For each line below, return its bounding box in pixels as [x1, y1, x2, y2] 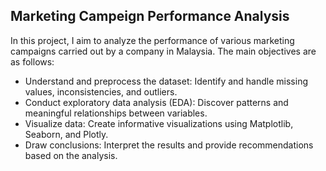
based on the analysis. [24, 149, 118, 161]
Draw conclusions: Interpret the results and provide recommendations [24, 139, 314, 151]
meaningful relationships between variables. [24, 107, 208, 119]
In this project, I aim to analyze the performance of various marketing [10, 34, 295, 46]
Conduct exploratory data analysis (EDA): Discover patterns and [24, 96, 289, 108]
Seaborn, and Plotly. [24, 128, 109, 140]
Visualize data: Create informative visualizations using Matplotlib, [24, 117, 294, 129]
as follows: [10, 55, 55, 68]
